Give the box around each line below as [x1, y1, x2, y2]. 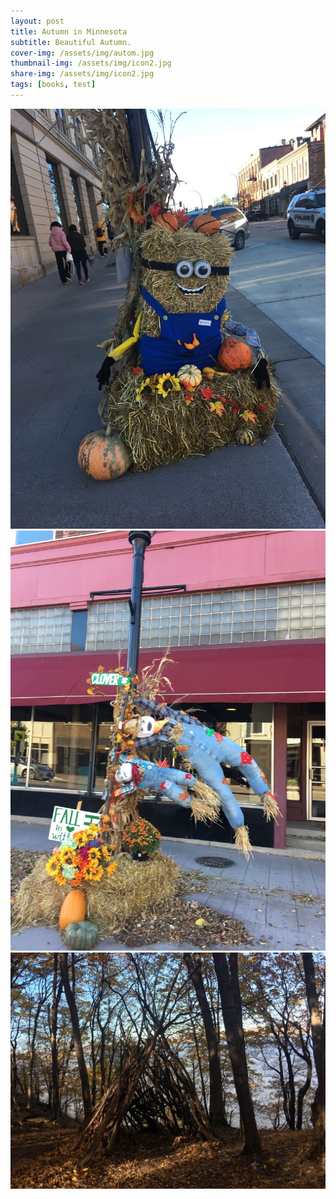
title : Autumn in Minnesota [10, 26, 128, 37]
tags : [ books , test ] [10, 80, 97, 90]
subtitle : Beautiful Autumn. [10, 37, 132, 47]
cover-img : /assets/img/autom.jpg [10, 48, 155, 58]
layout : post [10, 16, 65, 26]
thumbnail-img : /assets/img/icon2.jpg [10, 58, 172, 69]
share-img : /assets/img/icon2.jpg [10, 69, 155, 79]
